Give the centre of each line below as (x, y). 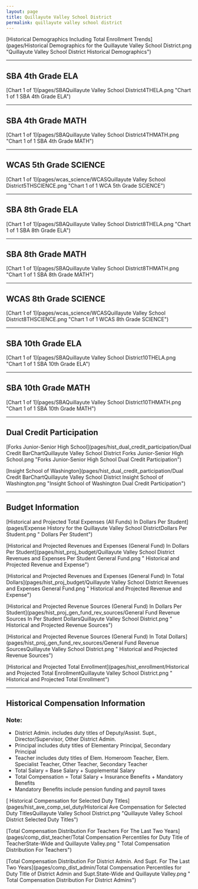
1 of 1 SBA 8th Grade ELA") (38, 230)
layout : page (22, 12)
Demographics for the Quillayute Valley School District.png (121, 45)
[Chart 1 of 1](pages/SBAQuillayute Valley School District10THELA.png (91, 358)
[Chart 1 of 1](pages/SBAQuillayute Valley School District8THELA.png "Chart (99, 224)
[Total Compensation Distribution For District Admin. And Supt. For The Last (98, 861)
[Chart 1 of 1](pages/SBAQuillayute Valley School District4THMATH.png (93, 135)
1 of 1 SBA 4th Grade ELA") (39, 97)
